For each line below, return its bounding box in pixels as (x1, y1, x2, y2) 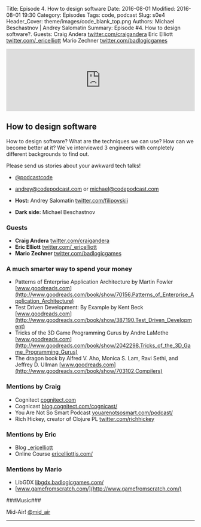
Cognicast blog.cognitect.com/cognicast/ (14, 402, 118, 409)
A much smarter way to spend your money (6, 265, 133, 273)
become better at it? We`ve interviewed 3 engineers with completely (6, 144, 175, 151)
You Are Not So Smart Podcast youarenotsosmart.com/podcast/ (14, 409, 173, 416)
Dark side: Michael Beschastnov (14, 208, 96, 215)
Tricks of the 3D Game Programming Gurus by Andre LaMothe (14, 329, 169, 336)
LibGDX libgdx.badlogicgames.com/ (14, 479, 104, 486)
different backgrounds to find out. (6, 150, 90, 158)
